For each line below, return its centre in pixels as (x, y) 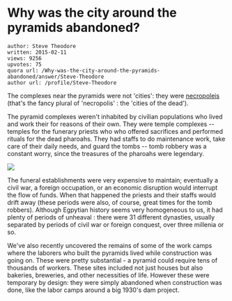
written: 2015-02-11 (37, 52)
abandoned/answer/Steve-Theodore (56, 77)
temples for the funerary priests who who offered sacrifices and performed (115, 131)
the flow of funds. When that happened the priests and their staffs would (111, 195)
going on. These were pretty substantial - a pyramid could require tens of (113, 260)
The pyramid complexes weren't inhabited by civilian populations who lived (115, 116)
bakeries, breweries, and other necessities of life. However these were (108, 275)
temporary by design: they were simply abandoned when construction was (115, 282)
